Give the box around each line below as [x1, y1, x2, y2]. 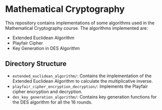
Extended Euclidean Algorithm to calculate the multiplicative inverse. [12, 78, 153, 84]
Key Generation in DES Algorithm [12, 45, 81, 51]
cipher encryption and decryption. [12, 88, 83, 95]
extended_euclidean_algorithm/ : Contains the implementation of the [12, 73, 152, 79]
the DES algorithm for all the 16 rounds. [12, 99, 93, 105]
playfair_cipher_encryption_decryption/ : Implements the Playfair [12, 83, 148, 89]
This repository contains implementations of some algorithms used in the [5, 20, 155, 26]
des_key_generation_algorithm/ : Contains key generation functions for [12, 94, 157, 100]
